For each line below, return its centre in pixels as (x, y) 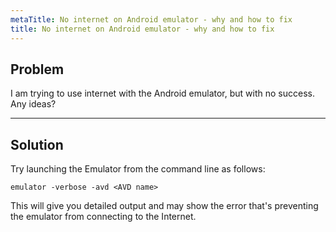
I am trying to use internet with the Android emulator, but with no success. (162, 93)
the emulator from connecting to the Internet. (103, 217)
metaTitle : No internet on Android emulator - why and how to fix (151, 19)
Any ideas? (33, 104)
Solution (37, 144)
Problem (37, 69)
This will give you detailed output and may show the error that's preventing (164, 206)
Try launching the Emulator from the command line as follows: (138, 169)
